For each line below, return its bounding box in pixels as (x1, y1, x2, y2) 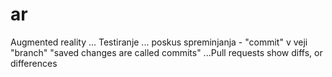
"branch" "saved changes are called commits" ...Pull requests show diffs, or (10, 46, 323, 58)
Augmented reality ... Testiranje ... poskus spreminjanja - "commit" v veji (10, 36, 308, 48)
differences (10, 57, 58, 69)
